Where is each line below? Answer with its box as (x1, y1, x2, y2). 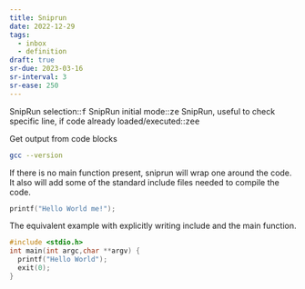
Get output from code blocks (9, 133, 118, 144)
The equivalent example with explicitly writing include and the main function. (9, 220, 297, 232)
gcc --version (9, 151, 64, 160)
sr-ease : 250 (9, 81, 59, 90)
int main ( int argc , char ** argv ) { (9, 246, 141, 255)
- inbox (17, 38, 47, 48)
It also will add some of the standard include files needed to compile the (9, 176, 280, 187)
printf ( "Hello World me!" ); (9, 204, 117, 214)
